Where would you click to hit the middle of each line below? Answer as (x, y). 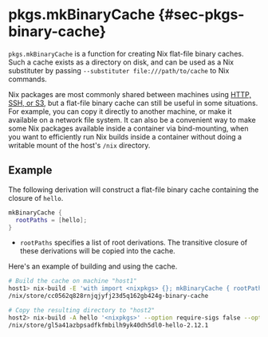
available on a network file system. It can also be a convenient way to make (132, 120)
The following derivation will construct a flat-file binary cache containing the (134, 190)
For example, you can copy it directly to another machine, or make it (120, 111)
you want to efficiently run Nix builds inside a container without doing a (125, 136)
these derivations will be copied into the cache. (97, 251)
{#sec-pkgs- (201, 15)
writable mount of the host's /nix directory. (79, 145)
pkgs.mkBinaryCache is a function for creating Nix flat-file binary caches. (126, 53)
